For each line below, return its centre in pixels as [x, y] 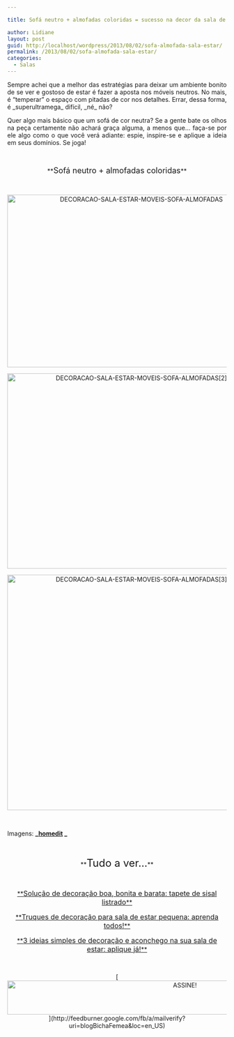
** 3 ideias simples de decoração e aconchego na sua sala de [117, 940]
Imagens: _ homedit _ [37, 833]
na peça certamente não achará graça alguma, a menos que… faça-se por [117, 128]
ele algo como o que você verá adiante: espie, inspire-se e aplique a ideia [117, 135]
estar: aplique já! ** [117, 949]
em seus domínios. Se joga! [47, 142]
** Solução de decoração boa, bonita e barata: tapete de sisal [117, 893]
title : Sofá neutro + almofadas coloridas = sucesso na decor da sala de [117, 20]
